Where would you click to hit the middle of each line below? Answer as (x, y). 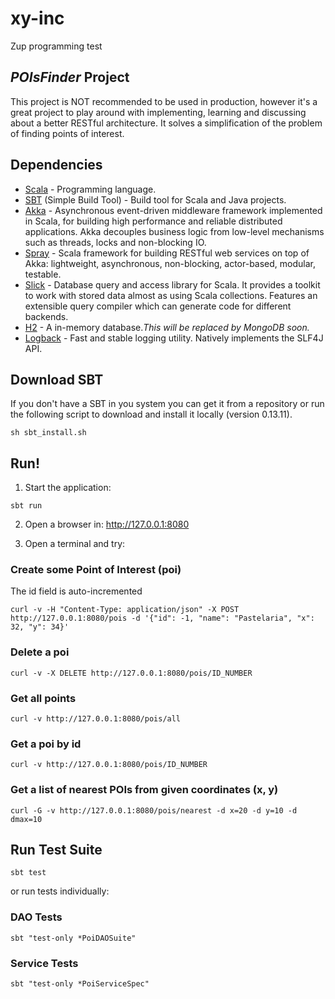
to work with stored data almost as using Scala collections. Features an (171, 295)
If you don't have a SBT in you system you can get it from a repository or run (167, 404)
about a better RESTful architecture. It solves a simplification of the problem (166, 123)
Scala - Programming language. (90, 189)
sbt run (26, 506)
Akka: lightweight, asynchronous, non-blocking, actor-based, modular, (170, 263)
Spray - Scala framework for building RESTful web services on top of (167, 253)
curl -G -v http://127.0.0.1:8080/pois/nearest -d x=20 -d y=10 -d (154, 810)
